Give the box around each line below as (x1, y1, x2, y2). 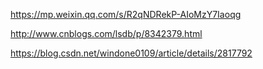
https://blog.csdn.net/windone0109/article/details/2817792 (10, 47, 253, 59)
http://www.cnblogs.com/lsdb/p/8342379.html (10, 28, 203, 39)
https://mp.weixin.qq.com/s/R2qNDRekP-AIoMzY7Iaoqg (10, 9, 242, 20)
